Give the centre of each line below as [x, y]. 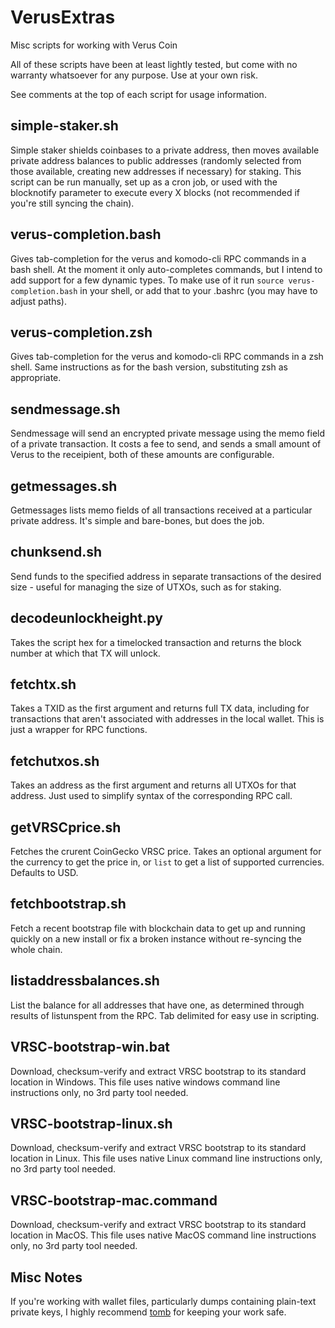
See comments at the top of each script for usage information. [138, 94]
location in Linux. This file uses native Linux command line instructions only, [166, 1158]
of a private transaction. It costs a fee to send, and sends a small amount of [166, 444]
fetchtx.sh [43, 684]
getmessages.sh [64, 486]
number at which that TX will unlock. [85, 653]
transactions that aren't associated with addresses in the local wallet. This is [167, 719]
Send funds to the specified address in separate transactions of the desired [166, 576]
